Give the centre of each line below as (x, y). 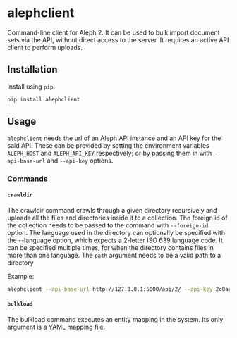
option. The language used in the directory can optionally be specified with (116, 232)
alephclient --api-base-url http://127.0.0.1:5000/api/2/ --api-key (110, 289)
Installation (32, 69)
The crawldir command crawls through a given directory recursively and (112, 210)
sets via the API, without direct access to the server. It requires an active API (118, 39)
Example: (21, 276)
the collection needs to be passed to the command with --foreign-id (108, 225)
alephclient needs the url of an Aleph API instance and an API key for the (114, 138)
